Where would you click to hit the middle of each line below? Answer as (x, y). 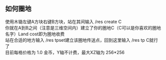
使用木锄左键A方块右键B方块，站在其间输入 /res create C (63, 22)
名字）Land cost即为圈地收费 (35, 34)
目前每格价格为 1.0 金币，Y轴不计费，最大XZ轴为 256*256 (65, 52)
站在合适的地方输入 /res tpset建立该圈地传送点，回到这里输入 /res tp (75, 40)
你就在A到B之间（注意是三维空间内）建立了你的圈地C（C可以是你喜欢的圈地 (83, 28)
